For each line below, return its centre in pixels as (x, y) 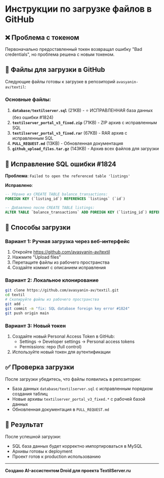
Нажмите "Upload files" (36, 257)
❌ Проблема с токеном (42, 37)
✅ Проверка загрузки (40, 367)
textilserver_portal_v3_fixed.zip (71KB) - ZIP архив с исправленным (84, 123)
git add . (15, 304)
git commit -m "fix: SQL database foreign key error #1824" (68, 308)
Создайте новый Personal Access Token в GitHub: (63, 336)
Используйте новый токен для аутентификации (61, 352)
